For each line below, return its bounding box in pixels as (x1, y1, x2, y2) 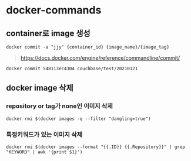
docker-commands (6, 4, 102, 17)
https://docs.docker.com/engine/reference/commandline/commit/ (20, 54, 180, 61)
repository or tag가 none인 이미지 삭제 (6, 102, 113, 110)
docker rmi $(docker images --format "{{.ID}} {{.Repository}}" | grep (6, 144, 185, 150)
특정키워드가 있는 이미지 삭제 (6, 130, 83, 138)
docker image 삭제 (6, 83, 73, 93)
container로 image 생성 (6, 28, 91, 38)
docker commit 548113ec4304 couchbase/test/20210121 (6, 66, 138, 71)
